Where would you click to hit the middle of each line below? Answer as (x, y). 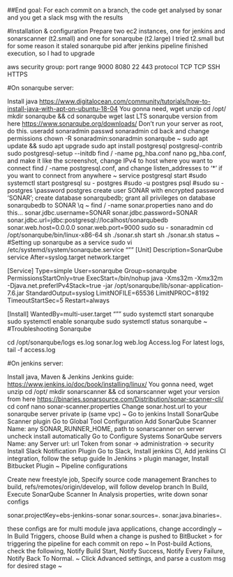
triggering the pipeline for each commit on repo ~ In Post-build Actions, (110, 543)
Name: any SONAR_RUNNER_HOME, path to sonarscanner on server (106, 429)
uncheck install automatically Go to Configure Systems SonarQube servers (114, 436)
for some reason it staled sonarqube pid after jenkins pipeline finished (107, 46)
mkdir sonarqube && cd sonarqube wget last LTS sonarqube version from (113, 116)
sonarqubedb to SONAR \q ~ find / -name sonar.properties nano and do (110, 205)
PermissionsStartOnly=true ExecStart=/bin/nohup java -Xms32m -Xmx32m (115, 278)
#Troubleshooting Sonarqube (50, 329)
